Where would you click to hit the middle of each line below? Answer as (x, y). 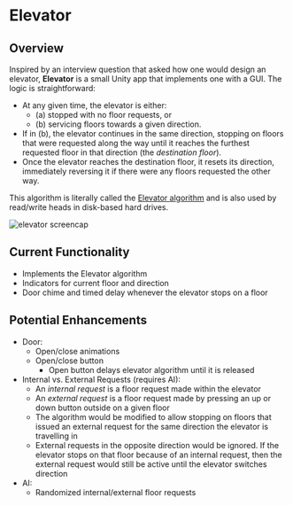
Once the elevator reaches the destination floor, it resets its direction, (148, 162)
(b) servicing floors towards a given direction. (118, 124)
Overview (37, 48)
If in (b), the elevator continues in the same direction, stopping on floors (153, 133)
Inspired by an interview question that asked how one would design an (138, 69)
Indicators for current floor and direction (96, 283)
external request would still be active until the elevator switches (151, 464)
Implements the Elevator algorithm (85, 273)
